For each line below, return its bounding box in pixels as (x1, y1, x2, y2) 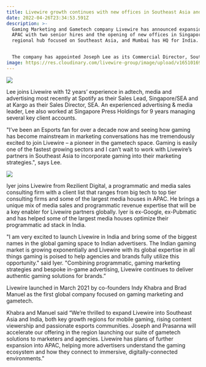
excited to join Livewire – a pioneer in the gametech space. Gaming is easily (6, 139, 197, 146)
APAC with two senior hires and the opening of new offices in (12, 32, 177, 38)
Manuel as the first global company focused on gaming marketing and (6, 290, 184, 298)
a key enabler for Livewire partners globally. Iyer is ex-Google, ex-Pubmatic (6, 208, 197, 215)
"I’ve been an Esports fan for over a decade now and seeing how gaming (6, 126, 191, 133)
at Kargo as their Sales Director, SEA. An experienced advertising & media (6, 101, 193, 108)
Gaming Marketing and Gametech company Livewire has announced (12, 26, 177, 33)
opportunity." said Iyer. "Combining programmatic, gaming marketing (6, 259, 181, 266)
